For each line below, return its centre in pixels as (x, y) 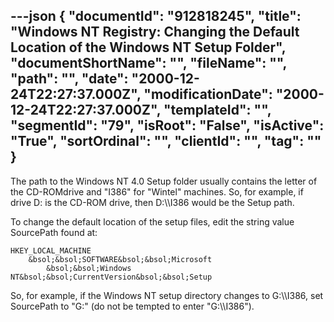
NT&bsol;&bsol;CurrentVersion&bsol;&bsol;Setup (111, 277)
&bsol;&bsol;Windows (89, 268)
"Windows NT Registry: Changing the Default (155, 32)
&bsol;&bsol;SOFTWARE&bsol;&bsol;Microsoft (120, 259)
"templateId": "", (217, 110)
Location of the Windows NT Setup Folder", (148, 47)
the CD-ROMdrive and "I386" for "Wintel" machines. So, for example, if (157, 191)
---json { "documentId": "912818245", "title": (156, 16)
